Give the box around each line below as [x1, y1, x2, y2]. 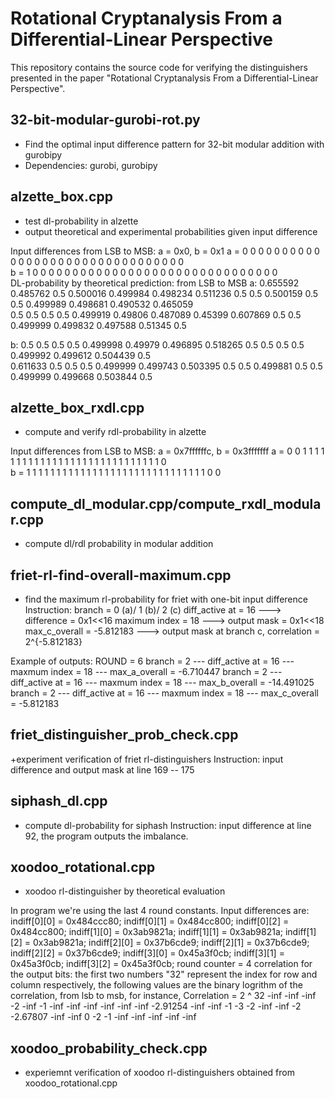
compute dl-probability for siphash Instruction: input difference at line [24, 819, 312, 831]
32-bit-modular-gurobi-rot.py [10, 112, 201, 129]
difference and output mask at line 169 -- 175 [10, 763, 195, 776]
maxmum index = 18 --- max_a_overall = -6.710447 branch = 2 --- [10, 666, 283, 677]
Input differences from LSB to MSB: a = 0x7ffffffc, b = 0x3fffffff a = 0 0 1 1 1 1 [10, 445, 325, 457]
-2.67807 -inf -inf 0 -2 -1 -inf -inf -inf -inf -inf [10, 1011, 197, 1023]
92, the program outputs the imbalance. [24, 830, 189, 842]
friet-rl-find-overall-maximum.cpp [10, 567, 232, 584]
